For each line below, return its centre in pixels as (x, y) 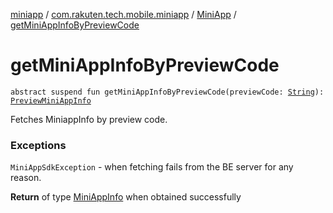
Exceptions (38, 145)
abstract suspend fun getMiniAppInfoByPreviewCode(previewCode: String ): (167, 92)
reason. (26, 178)
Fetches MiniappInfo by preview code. (89, 119)
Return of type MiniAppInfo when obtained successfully (126, 197)
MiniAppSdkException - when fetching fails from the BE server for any (152, 167)
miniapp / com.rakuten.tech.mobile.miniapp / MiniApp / (123, 14)
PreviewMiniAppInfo (51, 100)
